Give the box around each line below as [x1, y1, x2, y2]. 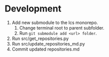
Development [4, 3, 62, 14]
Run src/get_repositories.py [11, 35, 69, 41]
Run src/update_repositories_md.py [11, 40, 85, 46]
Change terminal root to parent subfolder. [19, 24, 105, 30]
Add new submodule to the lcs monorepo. [11, 19, 98, 25]
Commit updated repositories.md [11, 46, 80, 52]
